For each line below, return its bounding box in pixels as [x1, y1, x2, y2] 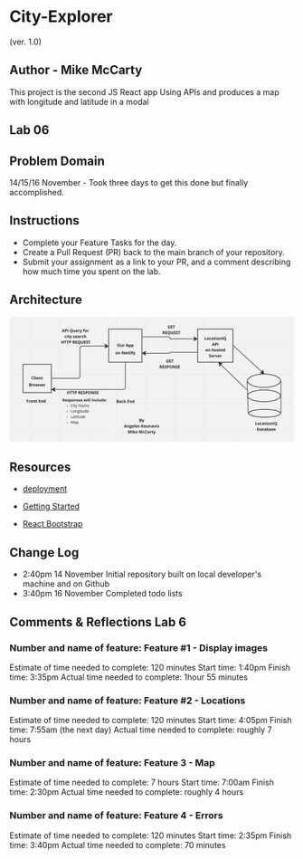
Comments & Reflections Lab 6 [9, 614, 187, 630]
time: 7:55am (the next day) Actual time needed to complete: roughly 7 [9, 724, 273, 735]
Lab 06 [9, 122, 50, 138]
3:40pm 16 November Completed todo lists [22, 588, 183, 599]
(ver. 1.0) [9, 36, 43, 47]
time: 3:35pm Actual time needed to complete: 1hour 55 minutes [9, 672, 249, 682]
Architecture [9, 292, 83, 308]
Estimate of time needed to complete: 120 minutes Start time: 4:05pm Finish [9, 715, 292, 726]
